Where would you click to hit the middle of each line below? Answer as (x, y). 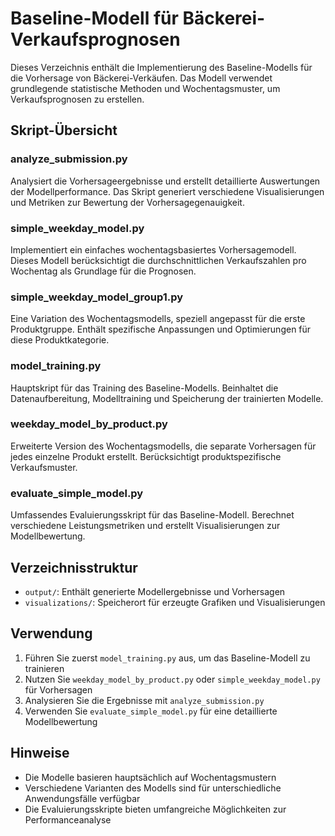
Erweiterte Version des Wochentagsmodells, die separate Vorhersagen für (163, 446)
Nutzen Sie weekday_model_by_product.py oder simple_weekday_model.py (172, 679)
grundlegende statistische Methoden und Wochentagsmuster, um (145, 88)
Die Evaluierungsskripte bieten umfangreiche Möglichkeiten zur (155, 809)
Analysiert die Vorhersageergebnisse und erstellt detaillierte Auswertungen (165, 181)
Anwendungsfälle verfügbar (82, 798)
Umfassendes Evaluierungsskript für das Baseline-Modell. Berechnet (152, 515)
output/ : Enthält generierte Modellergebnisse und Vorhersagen (155, 591)
